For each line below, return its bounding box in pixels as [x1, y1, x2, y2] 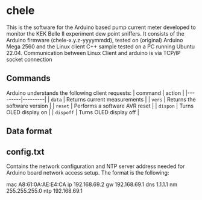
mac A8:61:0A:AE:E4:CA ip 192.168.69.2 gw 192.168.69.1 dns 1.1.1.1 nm [6, 181, 178, 188]
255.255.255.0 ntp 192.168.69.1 [6, 187, 83, 194]
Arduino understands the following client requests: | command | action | [6, 89, 185, 97]
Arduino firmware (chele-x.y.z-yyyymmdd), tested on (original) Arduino [6, 36, 183, 44]
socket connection [6, 56, 52, 63]
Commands [6, 73, 51, 83]
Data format [6, 126, 52, 137]
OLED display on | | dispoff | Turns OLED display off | [6, 108, 140, 115]
